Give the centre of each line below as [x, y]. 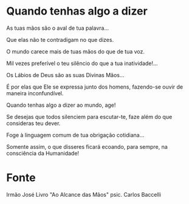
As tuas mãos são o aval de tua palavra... [58, 28]
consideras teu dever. [33, 123]
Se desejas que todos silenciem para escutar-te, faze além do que [89, 117]
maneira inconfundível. [35, 93]
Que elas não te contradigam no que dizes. [60, 39]
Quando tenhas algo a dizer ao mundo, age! [61, 105]
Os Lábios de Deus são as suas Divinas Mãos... [65, 75]
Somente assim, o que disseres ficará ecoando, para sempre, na [87, 146]
